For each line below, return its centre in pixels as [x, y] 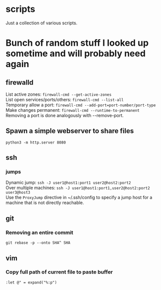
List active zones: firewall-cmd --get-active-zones [59, 94]
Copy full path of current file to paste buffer [59, 272]
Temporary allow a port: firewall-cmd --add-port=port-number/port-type [81, 105]
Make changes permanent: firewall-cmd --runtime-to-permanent [73, 110]
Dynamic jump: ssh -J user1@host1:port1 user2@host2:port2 [68, 183]
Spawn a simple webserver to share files [70, 131]
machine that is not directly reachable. [45, 203]
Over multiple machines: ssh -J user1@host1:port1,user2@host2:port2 [78, 188]
